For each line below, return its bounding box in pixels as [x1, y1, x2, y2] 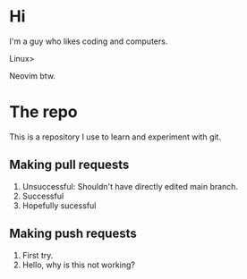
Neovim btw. [9, 70, 56, 81]
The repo [9, 102, 78, 123]
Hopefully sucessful [21, 199, 97, 211]
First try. [21, 249, 54, 260]
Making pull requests [9, 157, 130, 173]
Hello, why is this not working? [21, 259, 136, 270]
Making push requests [9, 226, 137, 241]
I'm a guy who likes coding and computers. [9, 36, 168, 46]
